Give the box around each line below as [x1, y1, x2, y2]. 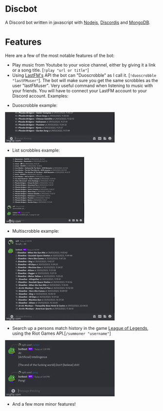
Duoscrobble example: [12, 102, 57, 108]
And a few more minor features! [12, 401, 76, 407]
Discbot [5, 3, 37, 15]
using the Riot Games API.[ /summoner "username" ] [12, 330, 111, 336]
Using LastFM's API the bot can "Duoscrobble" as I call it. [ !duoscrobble [12, 72, 157, 78]
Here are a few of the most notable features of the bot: [5, 52, 115, 58]
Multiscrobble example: [12, 228, 59, 234]
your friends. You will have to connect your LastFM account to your [12, 87, 147, 93]
